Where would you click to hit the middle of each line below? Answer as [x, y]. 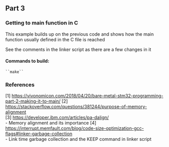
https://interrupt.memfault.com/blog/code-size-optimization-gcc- [75, 128]
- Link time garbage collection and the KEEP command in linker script [79, 139]
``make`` [15, 72]
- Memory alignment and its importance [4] [51, 123]
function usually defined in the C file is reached [55, 39]
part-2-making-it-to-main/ [33, 101]
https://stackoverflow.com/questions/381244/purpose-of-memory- [76, 107]
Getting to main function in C [42, 23]
